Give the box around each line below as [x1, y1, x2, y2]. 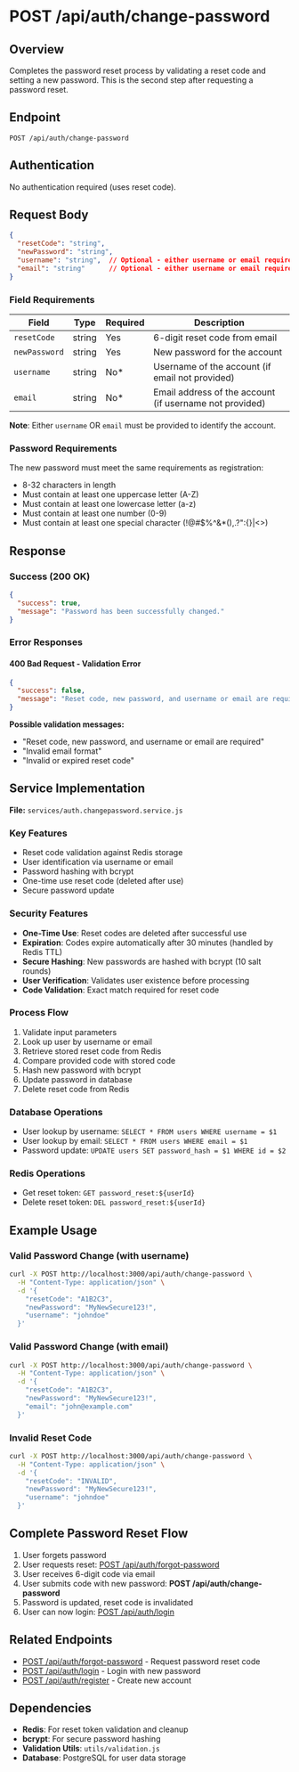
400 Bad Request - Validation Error [9, 657, 141, 669]
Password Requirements [9, 442, 117, 454]
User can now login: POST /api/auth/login [21, 1606, 175, 1617]
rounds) [21, 965, 52, 976]
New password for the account [153, 346, 283, 358]
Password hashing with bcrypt [21, 866, 134, 877]
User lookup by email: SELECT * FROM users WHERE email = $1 [21, 1136, 248, 1147]
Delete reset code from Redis [21, 1083, 130, 1094]
